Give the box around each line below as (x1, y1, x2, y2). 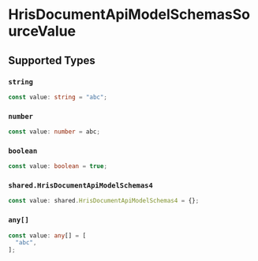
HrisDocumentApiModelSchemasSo (8, 6, 251, 24)
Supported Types (8, 54, 96, 67)
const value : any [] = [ (8, 231, 87, 240)
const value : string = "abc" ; (8, 93, 108, 101)
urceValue (8, 22, 77, 40)
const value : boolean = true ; (8, 162, 108, 170)
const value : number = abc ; (8, 128, 101, 136)
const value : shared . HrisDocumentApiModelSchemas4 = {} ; (8, 197, 200, 205)
